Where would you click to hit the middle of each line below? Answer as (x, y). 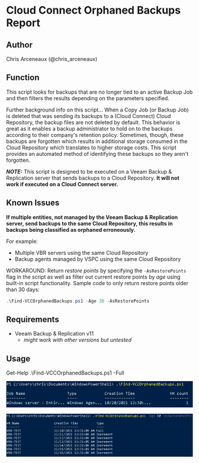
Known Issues (33, 203)
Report (23, 23)
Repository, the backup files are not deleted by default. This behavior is (93, 122)
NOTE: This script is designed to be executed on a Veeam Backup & (89, 171)
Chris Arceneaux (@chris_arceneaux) (52, 59)
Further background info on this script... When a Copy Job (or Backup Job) (97, 110)
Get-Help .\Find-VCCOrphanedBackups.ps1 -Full (65, 373)
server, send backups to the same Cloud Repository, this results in (89, 223)
